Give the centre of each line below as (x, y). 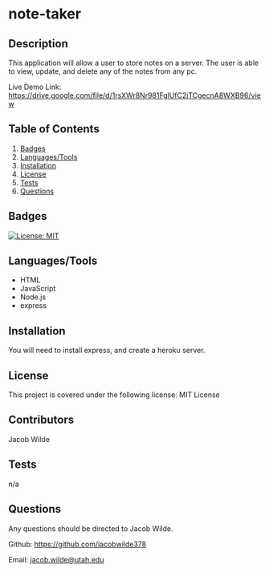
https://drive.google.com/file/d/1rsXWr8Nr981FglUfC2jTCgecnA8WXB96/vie (134, 95)
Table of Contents (54, 129)
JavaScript (38, 289)
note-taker (45, 14)
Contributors (41, 420)
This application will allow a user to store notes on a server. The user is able (134, 63)
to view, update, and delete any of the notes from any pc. (103, 71)
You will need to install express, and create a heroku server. (107, 351)
